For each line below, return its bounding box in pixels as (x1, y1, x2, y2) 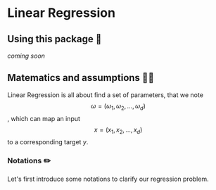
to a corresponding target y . (7, 138, 89, 146)
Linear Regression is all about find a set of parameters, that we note (7, 90, 204, 99)
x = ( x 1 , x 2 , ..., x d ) (94, 125, 143, 135)
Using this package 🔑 (7, 33, 102, 45)
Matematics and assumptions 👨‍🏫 (7, 72, 155, 84)
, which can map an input (7, 114, 81, 122)
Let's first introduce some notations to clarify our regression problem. (7, 175, 209, 183)
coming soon (7, 51, 46, 60)
